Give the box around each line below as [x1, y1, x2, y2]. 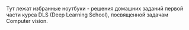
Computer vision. [6, 18, 49, 24]
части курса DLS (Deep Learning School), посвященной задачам [6, 11, 169, 18]
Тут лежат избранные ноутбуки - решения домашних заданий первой [6, 5, 184, 12]
